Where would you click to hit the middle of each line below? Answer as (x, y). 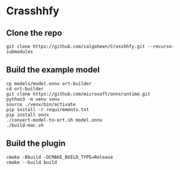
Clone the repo (34, 33)
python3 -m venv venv (33, 99)
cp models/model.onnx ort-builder (49, 84)
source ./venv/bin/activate (41, 104)
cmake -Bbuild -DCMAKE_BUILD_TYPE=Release (60, 157)
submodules (20, 52)
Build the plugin (36, 144)
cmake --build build (32, 162)
